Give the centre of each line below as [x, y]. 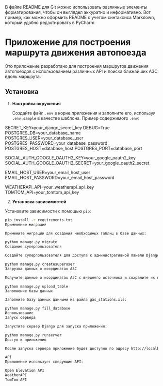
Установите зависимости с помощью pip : [48, 211]
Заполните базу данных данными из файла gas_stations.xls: [66, 300]
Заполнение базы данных [29, 291]
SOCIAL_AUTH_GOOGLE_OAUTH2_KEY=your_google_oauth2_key [70, 157]
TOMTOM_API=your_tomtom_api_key [42, 192]
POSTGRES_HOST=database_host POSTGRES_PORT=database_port [73, 148]
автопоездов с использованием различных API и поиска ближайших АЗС [81, 71]
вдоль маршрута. [23, 76]
